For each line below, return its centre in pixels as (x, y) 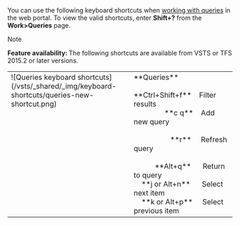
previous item (156, 211)
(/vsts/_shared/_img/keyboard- (64, 86)
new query (151, 122)
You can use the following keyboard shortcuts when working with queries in (119, 10)
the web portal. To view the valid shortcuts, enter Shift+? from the (105, 18)
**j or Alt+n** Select (182, 184)
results (145, 104)
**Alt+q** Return (190, 166)
